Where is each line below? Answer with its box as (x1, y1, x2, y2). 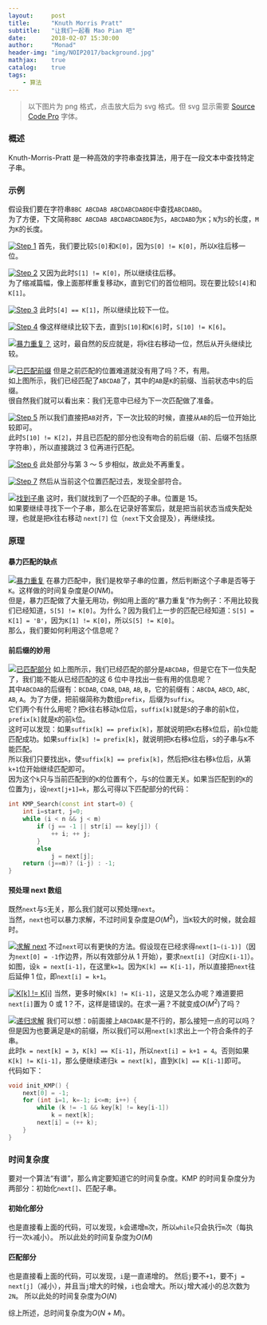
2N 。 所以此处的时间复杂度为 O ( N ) (8, 1291, 117, 1301)
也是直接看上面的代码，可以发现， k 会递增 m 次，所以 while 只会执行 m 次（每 (8, 1222, 247, 1232)
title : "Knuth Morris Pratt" (8, 19, 124, 27)
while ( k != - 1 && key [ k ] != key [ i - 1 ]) (37, 1104, 170, 1112)
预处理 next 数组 (8, 885, 62, 894)
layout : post (8, 11, 66, 20)
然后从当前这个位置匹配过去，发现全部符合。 (38, 476, 186, 487)
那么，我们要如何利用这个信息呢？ (8, 625, 120, 635)
